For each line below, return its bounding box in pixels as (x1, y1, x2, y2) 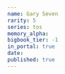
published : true (7, 56, 55, 63)
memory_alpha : (7, 30, 49, 37)
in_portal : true (7, 43, 55, 50)
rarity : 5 (7, 17, 37, 24)
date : (7, 50, 23, 57)
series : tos (7, 23, 42, 30)
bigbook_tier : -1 (7, 37, 59, 44)
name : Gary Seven (7, 10, 59, 18)
